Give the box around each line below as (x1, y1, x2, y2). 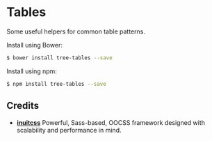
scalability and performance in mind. (16, 126, 122, 134)
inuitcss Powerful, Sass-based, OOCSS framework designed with (16, 118, 206, 126)
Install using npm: (6, 67, 57, 75)
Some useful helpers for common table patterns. (6, 27, 145, 36)
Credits (6, 100, 40, 112)
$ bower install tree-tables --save (6, 54, 113, 61)
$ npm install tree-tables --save (6, 80, 107, 87)
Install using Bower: (6, 40, 63, 49)
